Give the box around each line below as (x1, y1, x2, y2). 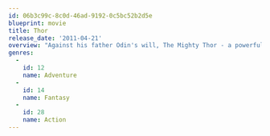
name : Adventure (22, 71, 78, 79)
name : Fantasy (22, 94, 70, 102)
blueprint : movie (8, 19, 67, 27)
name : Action (22, 116, 67, 124)
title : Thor (8, 26, 48, 34)
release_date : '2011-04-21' (8, 34, 103, 42)
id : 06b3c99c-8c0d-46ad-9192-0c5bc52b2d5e (8, 11, 153, 20)
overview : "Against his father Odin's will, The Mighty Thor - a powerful (8, 42, 264, 50)
